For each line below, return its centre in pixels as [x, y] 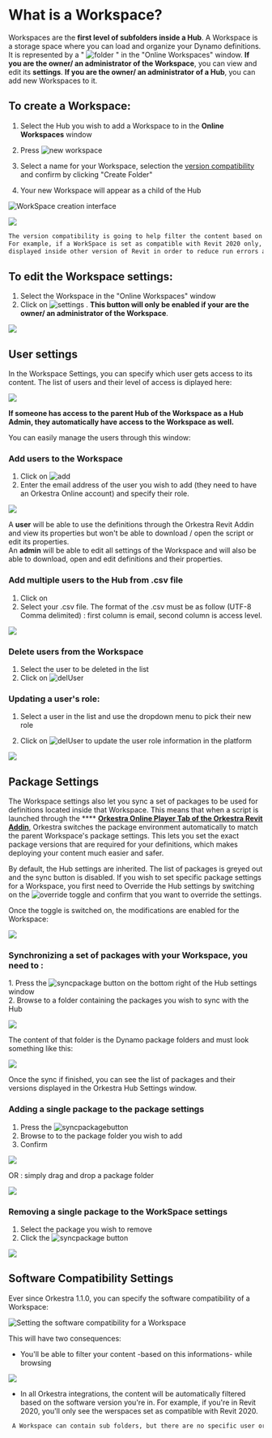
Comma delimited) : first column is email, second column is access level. [141, 615]
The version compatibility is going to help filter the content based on [136, 236]
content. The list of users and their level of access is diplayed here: [120, 382]
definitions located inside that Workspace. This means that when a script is [134, 810]
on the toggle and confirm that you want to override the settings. [135, 894]
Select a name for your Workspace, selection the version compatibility [137, 166]
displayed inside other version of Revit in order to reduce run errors [134, 251]
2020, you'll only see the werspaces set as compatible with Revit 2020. [139, 1410]
